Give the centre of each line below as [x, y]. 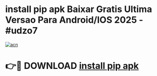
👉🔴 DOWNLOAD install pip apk [72, 66]
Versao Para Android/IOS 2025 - [74, 20]
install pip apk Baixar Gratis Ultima [79, 9]
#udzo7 [21, 31]
